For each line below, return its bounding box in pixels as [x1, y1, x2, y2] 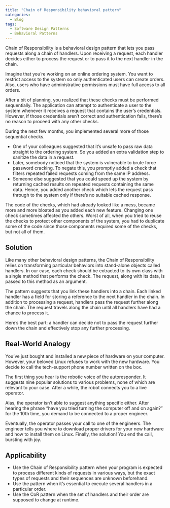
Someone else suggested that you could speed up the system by [12, 176, 149, 182]
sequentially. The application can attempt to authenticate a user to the [5, 102, 152, 108]
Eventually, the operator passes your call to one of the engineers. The [5, 420, 151, 426]
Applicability [5, 451, 47, 460]
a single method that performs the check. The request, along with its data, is [5, 273, 165, 279]
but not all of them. [5, 229, 45, 235]
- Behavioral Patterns [10, 31, 58, 36]
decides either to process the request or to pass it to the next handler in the [5, 56, 163, 61]
